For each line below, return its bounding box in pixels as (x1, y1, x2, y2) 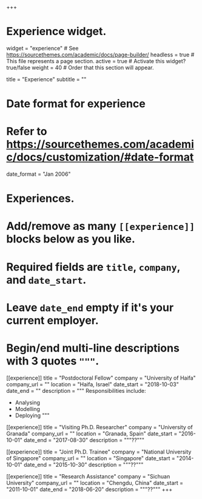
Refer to (6, 125, 47, 138)
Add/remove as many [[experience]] (6, 219, 195, 233)
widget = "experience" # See (6, 44, 79, 52)
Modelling (15, 405, 41, 412)
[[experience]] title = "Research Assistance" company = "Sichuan (6, 472, 170, 480)
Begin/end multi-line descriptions (6, 341, 180, 355)
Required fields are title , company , (6, 260, 181, 273)
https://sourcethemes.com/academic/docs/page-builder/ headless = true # (6, 51, 195, 58)
